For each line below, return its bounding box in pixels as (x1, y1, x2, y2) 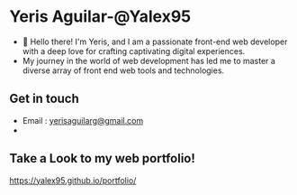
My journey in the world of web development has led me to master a (22, 55, 276, 66)
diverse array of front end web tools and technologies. (22, 65, 225, 76)
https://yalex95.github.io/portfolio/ (9, 174, 137, 186)
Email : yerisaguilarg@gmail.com (22, 115, 144, 125)
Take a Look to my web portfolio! (9, 151, 196, 166)
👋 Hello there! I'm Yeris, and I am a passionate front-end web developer (22, 36, 288, 47)
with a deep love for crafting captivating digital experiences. (22, 45, 246, 56)
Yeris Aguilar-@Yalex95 (9, 6, 192, 27)
